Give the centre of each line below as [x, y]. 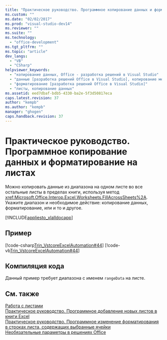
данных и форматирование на [71, 162]
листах [20, 173]
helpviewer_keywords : [28, 70]
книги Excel [17, 317]
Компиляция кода [35, 266]
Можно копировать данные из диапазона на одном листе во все [74, 186]
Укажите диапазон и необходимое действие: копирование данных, [77, 202]
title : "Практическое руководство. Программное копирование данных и [79, 10]
